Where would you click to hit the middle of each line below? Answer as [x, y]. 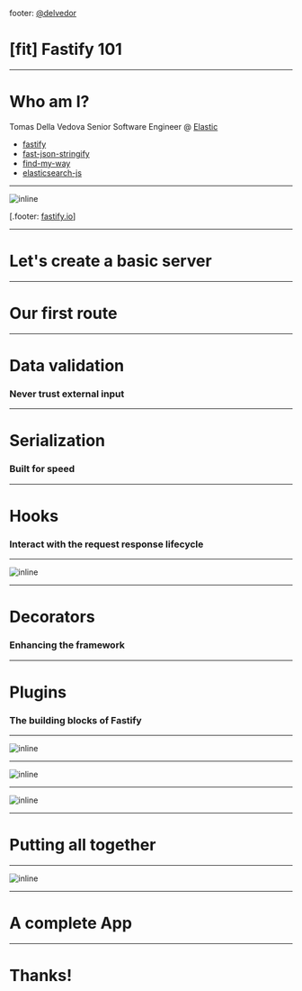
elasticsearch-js [52, 173]
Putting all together [83, 845]
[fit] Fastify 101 [66, 50]
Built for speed [42, 469]
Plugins [38, 692]
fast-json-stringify [56, 153]
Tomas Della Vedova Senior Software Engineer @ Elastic [114, 126]
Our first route [63, 314]
